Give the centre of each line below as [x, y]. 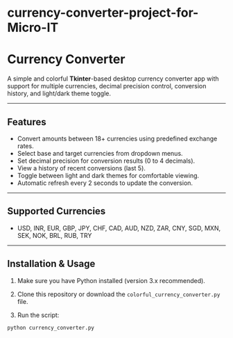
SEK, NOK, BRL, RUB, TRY [54, 235]
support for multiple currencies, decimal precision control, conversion [107, 86]
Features [27, 122]
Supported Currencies [57, 211]
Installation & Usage [51, 264]
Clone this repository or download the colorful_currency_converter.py [119, 294]
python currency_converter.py [51, 328]
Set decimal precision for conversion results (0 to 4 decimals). [106, 161]
